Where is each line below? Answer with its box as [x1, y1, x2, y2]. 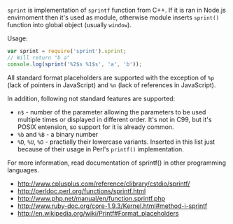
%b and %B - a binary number [17, 130, 99, 138]
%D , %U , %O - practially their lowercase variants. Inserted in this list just [17, 137, 216, 146]
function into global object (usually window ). [7, 21, 132, 29]
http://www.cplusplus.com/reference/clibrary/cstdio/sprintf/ [17, 179, 190, 188]
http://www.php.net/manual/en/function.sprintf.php [17, 194, 166, 202]
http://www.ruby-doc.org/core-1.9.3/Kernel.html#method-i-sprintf [17, 202, 208, 210]
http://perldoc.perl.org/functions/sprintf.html [17, 186, 146, 195]
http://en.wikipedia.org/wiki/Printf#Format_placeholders [17, 209, 179, 217]
